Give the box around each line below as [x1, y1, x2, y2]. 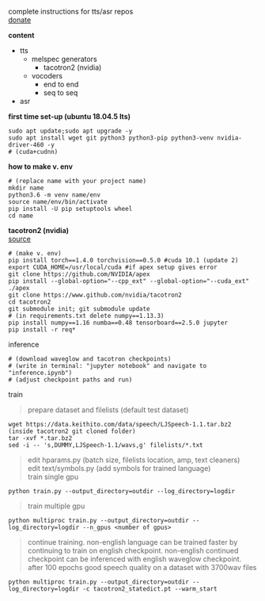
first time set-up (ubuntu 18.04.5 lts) [8, 112, 131, 121]
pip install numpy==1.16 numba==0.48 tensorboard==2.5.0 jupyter [8, 319, 228, 327]
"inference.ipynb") [8, 369, 73, 377]
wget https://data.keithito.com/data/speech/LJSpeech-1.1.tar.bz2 [8, 420, 232, 428]
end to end [43, 79, 79, 89]
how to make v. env [8, 162, 74, 171]
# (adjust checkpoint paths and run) [8, 376, 133, 384]
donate [8, 15, 32, 25]
